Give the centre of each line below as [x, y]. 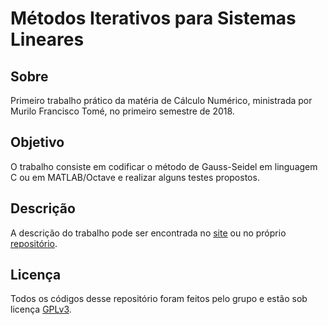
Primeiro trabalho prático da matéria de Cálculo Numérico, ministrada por [161, 100]
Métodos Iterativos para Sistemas [153, 18]
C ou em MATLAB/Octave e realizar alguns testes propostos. [135, 177]
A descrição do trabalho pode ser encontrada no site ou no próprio [148, 233]
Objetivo [37, 142]
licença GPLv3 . [41, 309]
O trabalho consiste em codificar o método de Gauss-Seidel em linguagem [164, 166]
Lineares [47, 39]
